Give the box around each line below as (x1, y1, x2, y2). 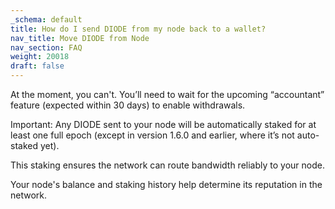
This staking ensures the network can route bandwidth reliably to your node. (10, 159, 325, 171)
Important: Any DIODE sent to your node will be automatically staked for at (10, 119, 317, 130)
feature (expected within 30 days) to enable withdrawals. (10, 99, 246, 111)
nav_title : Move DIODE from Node (10, 33, 150, 43)
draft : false (10, 61, 65, 71)
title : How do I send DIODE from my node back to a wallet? (10, 24, 267, 34)
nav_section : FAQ (10, 42, 83, 53)
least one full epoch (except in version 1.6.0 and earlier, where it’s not (10, 129, 295, 141)
